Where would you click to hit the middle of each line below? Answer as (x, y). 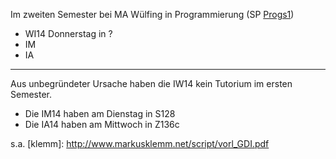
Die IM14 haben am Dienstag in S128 (100, 113)
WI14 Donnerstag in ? (68, 33)
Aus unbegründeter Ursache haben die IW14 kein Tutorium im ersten (151, 83)
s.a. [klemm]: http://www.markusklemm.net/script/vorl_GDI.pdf (140, 143)
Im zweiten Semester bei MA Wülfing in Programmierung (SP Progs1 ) (152, 14)
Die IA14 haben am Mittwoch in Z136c (102, 124)
